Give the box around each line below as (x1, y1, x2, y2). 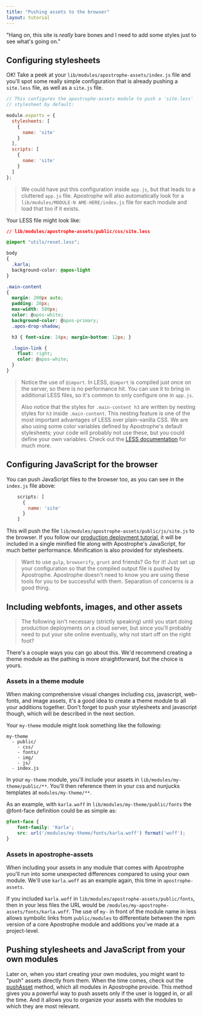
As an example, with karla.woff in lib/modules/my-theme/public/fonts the (6, 801, 192, 808)
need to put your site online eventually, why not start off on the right (21, 630, 191, 638)
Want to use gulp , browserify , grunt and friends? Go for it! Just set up (21, 559, 196, 566)
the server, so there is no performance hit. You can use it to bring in (21, 385, 190, 392)
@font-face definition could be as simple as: (6, 807, 117, 815)
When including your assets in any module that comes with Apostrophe (6, 864, 184, 871)
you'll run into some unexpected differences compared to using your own (6, 870, 190, 878)
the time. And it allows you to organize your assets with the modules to (6, 996, 183, 1003)
